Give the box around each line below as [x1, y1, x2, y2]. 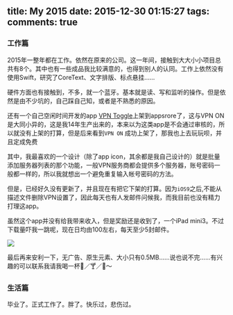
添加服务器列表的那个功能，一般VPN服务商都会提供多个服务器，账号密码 [7, 161, 215, 169]
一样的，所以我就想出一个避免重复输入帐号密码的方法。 [19, 170, 178, 178]
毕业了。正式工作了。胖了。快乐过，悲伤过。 [7, 300, 135, 308]
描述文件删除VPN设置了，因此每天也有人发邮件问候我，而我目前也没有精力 [7, 193, 221, 201]
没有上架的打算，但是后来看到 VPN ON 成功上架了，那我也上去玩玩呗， [19, 129, 216, 137]
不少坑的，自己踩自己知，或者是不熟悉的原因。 [25, 97, 159, 105]
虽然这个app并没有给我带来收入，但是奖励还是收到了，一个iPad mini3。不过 [7, 216, 224, 225]
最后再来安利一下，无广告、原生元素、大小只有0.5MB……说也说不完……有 [7, 253, 217, 261]
